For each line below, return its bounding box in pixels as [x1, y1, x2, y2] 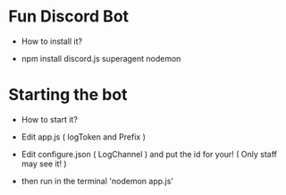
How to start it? [21, 114, 78, 124]
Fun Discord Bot [8, 6, 130, 27]
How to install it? [21, 36, 82, 47]
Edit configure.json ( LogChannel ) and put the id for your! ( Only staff [21, 148, 278, 159]
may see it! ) [21, 158, 68, 169]
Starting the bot [8, 85, 128, 105]
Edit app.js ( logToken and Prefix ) [21, 131, 147, 142]
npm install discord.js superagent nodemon [21, 53, 181, 64]
